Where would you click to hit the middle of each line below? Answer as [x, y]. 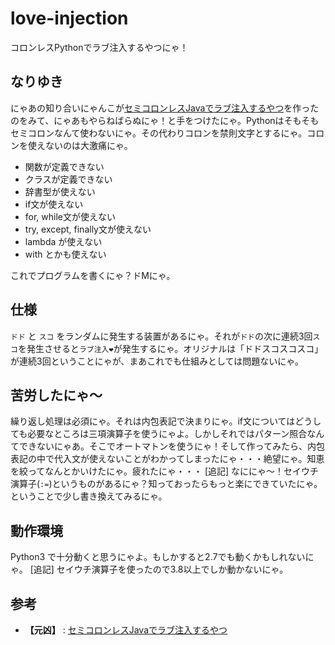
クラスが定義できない [68, 179]
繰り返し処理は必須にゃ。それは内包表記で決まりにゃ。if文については [153, 421]
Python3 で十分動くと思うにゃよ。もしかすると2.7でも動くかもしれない [158, 557]
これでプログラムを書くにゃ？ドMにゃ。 [93, 275]
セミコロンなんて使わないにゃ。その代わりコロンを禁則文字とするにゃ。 [159, 133]
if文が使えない [54, 204]
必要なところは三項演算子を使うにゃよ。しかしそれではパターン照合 [167, 434]
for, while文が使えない [70, 216]
